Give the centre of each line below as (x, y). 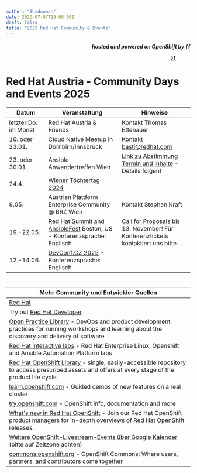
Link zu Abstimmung (150, 156)
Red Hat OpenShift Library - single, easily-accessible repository (98, 362)
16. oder (21, 139)
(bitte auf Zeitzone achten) (46, 444)
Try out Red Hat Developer (45, 312)
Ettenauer (135, 129)
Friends (58, 129)
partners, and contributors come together (66, 461)
